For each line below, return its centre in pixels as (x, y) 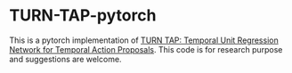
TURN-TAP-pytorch (83, 16)
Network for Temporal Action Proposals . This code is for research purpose (146, 49)
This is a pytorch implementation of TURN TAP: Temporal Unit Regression (144, 40)
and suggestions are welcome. (65, 59)
